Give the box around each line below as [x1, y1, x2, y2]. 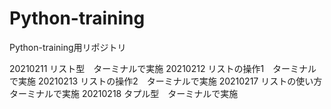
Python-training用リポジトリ [9, 41, 127, 53]
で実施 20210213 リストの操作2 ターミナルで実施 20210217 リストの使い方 [9, 75, 323, 87]
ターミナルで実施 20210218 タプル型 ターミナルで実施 [9, 87, 239, 99]
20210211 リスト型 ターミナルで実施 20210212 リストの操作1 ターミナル [9, 62, 317, 74]
